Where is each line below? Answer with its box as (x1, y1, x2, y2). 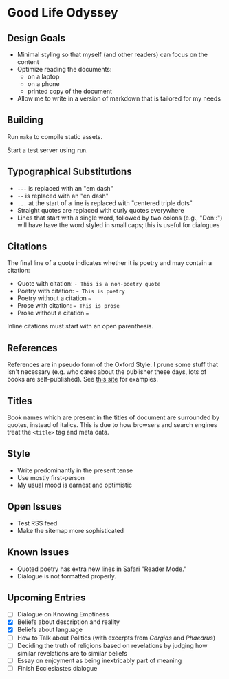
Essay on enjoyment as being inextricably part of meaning (17, 656, 182, 665)
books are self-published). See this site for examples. (7, 375, 158, 384)
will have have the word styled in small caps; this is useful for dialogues (17, 220, 220, 229)
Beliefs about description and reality (17, 618, 120, 626)
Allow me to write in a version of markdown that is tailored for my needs (17, 94, 221, 103)
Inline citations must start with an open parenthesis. (7, 322, 153, 331)
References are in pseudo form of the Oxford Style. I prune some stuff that (7, 360, 219, 369)
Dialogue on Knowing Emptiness (17, 610, 109, 618)
